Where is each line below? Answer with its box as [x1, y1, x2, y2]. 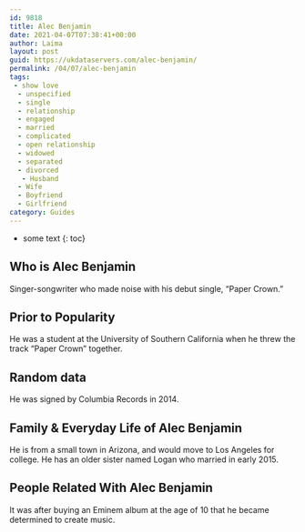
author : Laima [9, 38, 64, 48]
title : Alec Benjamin [9, 22, 92, 31]
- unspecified [17, 89, 71, 98]
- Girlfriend [17, 199, 67, 209]
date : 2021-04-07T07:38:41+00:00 [9, 30, 137, 39]
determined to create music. [9, 514, 116, 525]
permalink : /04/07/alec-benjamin [9, 65, 137, 74]
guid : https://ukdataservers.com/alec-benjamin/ [9, 55, 198, 65]
